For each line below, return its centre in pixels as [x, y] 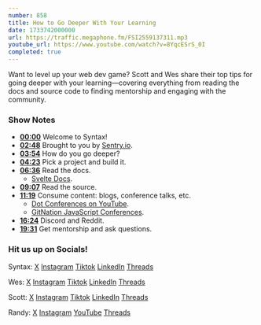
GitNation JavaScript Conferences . [88, 212]
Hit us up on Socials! [48, 249]
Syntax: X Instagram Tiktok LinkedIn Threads [81, 266]
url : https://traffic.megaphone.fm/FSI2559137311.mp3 [98, 37]
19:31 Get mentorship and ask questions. [86, 229]
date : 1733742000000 [42, 30]
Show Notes [32, 120]
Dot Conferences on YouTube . [80, 204]
